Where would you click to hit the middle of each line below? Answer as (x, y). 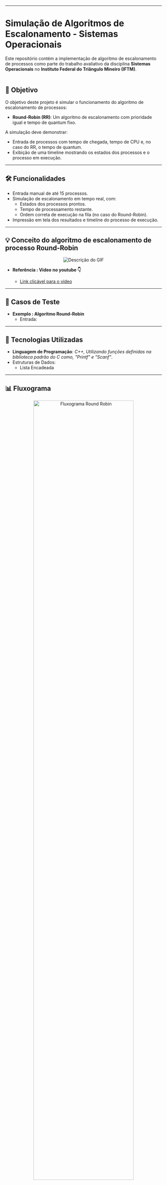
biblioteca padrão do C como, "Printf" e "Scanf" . (62, 357)
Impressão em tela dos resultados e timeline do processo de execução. (85, 220)
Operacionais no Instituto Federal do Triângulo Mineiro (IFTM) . (71, 69)
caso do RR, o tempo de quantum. (47, 147)
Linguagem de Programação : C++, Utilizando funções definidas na (82, 352)
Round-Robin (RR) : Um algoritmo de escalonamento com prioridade (82, 117)
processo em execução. (37, 157)
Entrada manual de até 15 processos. (50, 193)
